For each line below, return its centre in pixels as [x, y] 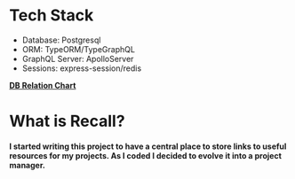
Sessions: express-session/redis [82, 68]
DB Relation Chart [43, 85]
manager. [28, 165]
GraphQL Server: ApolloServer [78, 58]
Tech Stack [52, 16]
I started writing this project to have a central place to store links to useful [148, 146]
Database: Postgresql [61, 40]
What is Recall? [68, 121]
